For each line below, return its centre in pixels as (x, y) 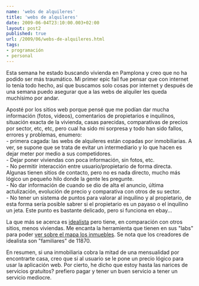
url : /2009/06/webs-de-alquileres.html (56, 39)
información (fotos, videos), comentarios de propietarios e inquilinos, (91, 116)
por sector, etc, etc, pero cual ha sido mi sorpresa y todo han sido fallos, (95, 128)
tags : (13, 45)
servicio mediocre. (29, 277)
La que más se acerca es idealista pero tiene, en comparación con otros (94, 222)
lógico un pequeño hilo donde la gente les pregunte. (70, 179)
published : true (26, 34)
